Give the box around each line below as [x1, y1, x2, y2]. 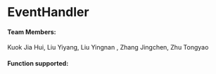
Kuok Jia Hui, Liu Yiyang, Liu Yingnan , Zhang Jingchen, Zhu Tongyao [7, 43, 209, 52]
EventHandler [7, 4, 89, 20]
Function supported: [7, 59, 69, 67]
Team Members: [7, 27, 56, 36]
